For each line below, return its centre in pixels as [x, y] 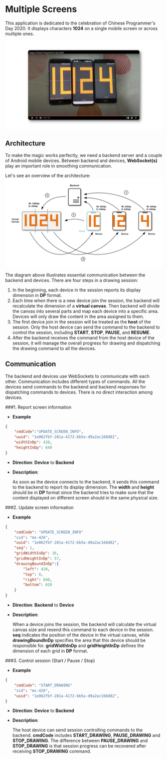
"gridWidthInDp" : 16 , [36, 553]
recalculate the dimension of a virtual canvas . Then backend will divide [86, 305]
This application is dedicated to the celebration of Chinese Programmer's [80, 23]
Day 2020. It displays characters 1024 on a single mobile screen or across [82, 28]
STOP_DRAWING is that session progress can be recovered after [79, 746]
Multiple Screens [41, 9]
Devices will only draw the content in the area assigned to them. [78, 316]
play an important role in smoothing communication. [59, 166]
